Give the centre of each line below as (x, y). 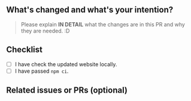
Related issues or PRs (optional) (67, 90)
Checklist (25, 50)
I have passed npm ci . (42, 71)
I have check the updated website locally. (66, 64)
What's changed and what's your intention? (90, 10)
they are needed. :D (45, 31)
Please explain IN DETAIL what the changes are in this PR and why (103, 24)
